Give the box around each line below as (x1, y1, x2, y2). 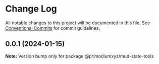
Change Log (5, 3, 57, 15)
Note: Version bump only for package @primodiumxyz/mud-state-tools (5, 53, 154, 59)
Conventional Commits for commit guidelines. (5, 25, 100, 31)
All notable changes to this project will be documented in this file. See (5, 20, 150, 26)
